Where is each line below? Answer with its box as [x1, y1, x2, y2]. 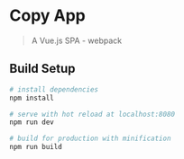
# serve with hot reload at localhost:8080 [9, 110, 176, 119]
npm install [9, 93, 54, 102]
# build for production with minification [9, 134, 171, 144]
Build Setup [9, 61, 76, 76]
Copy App [9, 5, 86, 26]
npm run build [9, 143, 63, 152]
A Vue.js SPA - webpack [31, 35, 123, 46]
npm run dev [9, 118, 54, 127]
